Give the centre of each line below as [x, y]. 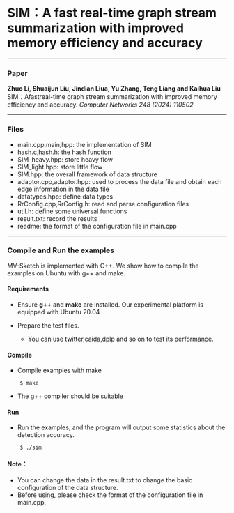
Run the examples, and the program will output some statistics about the [121, 427]
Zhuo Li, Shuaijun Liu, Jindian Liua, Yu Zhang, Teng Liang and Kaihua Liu [114, 89]
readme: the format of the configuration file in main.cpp [97, 226]
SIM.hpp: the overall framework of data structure [87, 174]
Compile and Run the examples [61, 250]
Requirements [28, 289]
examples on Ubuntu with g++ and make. [67, 273]
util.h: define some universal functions [72, 211]
